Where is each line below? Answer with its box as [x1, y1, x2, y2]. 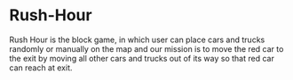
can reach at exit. [9, 62, 73, 73]
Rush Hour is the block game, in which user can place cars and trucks [9, 34, 265, 45]
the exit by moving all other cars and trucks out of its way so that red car [9, 53, 275, 63]
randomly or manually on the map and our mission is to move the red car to [9, 43, 284, 54]
